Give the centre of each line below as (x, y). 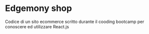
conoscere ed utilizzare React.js (37, 26)
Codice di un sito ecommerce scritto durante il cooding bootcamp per (75, 22)
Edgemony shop (39, 8)
